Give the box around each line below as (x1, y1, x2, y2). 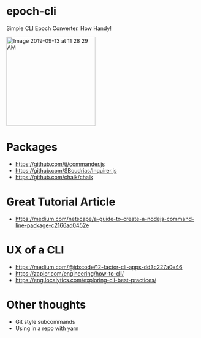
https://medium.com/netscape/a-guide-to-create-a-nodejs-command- (15, 215, 195, 222)
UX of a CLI (6, 243, 64, 257)
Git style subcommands (15, 318, 75, 325)
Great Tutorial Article (6, 195, 116, 209)
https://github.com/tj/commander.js (15, 160, 105, 168)
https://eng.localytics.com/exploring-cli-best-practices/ (15, 276, 157, 284)
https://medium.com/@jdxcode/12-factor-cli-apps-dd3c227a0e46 (15, 263, 183, 271)
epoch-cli (6, 4, 57, 18)
